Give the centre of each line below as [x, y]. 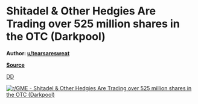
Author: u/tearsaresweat [38, 53]
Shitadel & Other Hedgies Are [81, 11]
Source [16, 65]
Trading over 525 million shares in [93, 24]
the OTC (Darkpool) [56, 37]
